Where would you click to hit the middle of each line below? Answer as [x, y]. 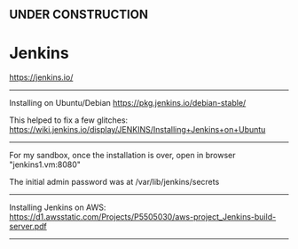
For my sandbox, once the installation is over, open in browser [122, 156]
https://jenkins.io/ [41, 77]
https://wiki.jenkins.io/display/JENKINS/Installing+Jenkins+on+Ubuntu [137, 130]
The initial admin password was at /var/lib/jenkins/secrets [114, 182]
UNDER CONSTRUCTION [79, 15]
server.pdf [28, 227]
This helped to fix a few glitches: [69, 120]
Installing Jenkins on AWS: [58, 207]
